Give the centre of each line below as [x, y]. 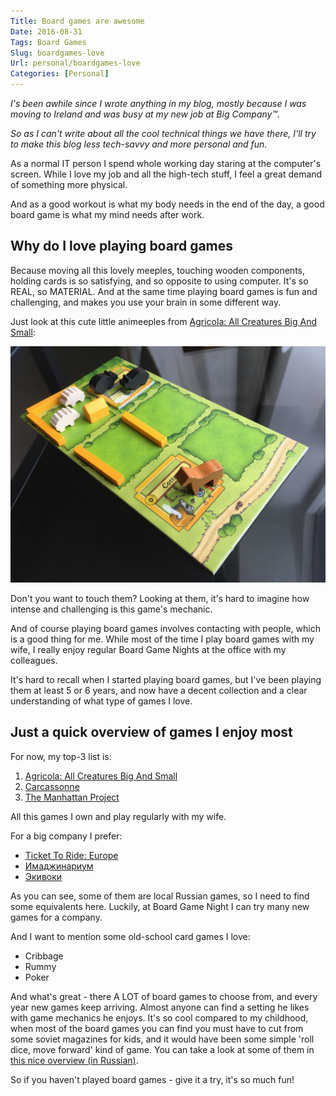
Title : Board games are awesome [77, 21]
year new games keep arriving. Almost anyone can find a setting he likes [160, 1007]
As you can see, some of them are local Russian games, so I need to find [160, 896]
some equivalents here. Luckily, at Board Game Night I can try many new [160, 906]
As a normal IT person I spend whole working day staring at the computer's [166, 163]
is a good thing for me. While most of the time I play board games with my [162, 639]
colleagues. [34, 660]
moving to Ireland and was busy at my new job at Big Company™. [145, 114]
